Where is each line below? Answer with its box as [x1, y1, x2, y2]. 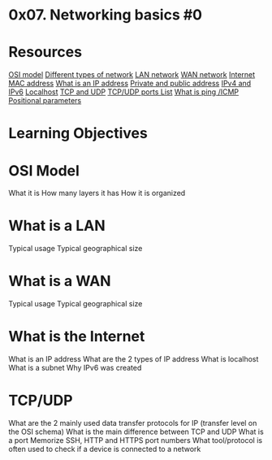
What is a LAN [8, 217, 106, 235]
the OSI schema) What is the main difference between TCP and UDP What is [8, 427, 264, 436]
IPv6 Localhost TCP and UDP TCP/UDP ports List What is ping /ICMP [8, 87, 240, 97]
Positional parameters [8, 96, 82, 106]
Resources [8, 43, 83, 62]
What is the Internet [8, 328, 145, 346]
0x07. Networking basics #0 [8, 6, 203, 24]
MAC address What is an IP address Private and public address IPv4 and [8, 79, 252, 89]
